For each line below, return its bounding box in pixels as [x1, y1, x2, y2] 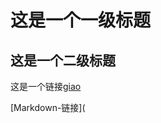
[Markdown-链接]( [10, 102, 86, 113]
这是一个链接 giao [10, 81, 82, 92]
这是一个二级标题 [10, 52, 116, 69]
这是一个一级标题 [10, 9, 152, 32]
